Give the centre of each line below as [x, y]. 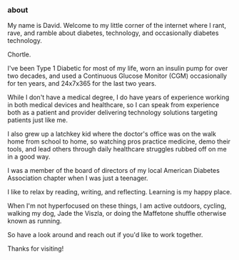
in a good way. [29, 157]
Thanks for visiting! [36, 249]
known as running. [35, 221]
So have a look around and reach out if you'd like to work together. [105, 235]
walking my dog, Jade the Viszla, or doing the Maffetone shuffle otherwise [117, 214]
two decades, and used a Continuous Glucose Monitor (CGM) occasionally [117, 76]
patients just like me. [38, 120]
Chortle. [19, 54]
